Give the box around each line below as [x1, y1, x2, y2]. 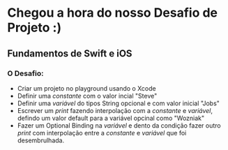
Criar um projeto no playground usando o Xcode [17, 84, 156, 92]
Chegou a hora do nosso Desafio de [7, 5, 218, 21]
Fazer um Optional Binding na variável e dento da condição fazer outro [17, 121, 221, 130]
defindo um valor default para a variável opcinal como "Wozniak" [17, 114, 205, 122]
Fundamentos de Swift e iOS [7, 47, 132, 59]
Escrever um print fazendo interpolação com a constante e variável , [17, 106, 213, 114]
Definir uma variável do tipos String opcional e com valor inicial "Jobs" [17, 99, 220, 107]
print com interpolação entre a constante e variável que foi [17, 128, 187, 137]
